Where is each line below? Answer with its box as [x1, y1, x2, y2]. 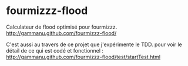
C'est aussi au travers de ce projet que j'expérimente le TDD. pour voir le [6, 41, 182, 48]
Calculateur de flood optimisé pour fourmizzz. [6, 23, 117, 30]
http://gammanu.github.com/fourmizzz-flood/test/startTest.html [6, 53, 160, 60]
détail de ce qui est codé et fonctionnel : [6, 47, 104, 54]
